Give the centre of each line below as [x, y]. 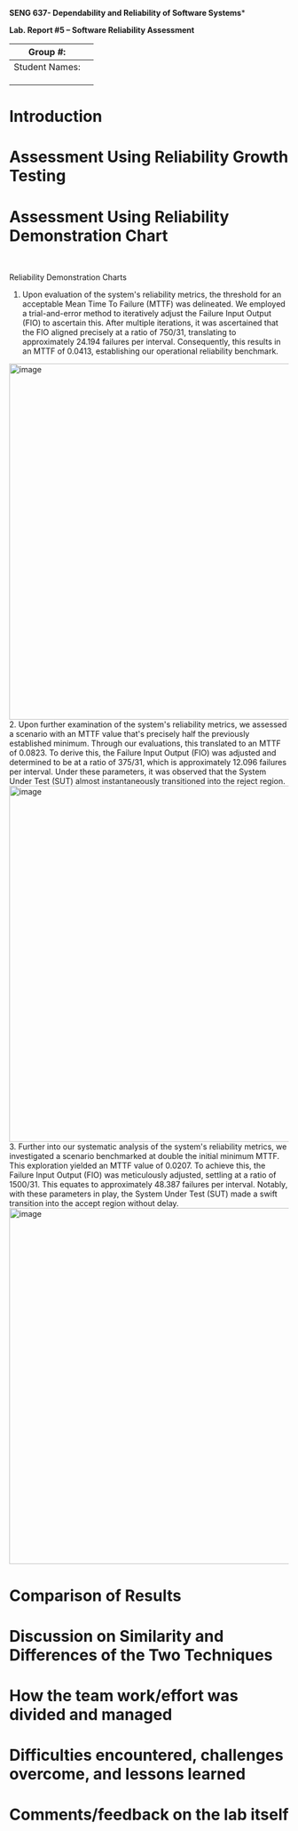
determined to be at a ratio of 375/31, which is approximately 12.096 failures [148, 763]
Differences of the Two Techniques [141, 1655]
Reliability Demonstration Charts [68, 277]
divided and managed [91, 1714]
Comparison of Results [95, 1595]
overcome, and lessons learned [128, 1775]
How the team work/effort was [124, 1695]
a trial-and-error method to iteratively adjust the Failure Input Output [147, 314]
